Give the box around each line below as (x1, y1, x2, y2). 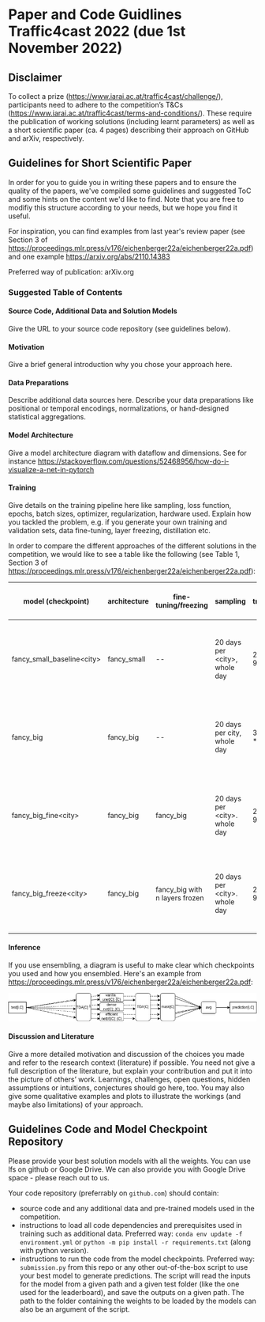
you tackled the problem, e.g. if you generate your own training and (8, 517, 227, 527)
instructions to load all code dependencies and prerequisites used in (19, 1220, 242, 1229)
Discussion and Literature (8, 1032, 95, 1041)
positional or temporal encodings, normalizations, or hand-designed (8, 403, 230, 413)
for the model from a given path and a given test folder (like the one (19, 1279, 240, 1289)
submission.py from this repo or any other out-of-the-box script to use (19, 1262, 248, 1271)
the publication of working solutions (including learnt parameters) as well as (8, 117, 255, 126)
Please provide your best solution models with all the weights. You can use (8, 1156, 251, 1165)
